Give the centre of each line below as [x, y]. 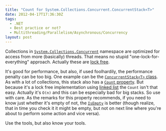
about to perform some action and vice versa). [53, 113]
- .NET [16, 23]
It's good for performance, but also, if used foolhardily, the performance [79, 71]
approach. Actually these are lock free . [70, 62]
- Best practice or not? [35, 28]
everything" [17, 62]
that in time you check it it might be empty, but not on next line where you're [83, 108]
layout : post [19, 38]
